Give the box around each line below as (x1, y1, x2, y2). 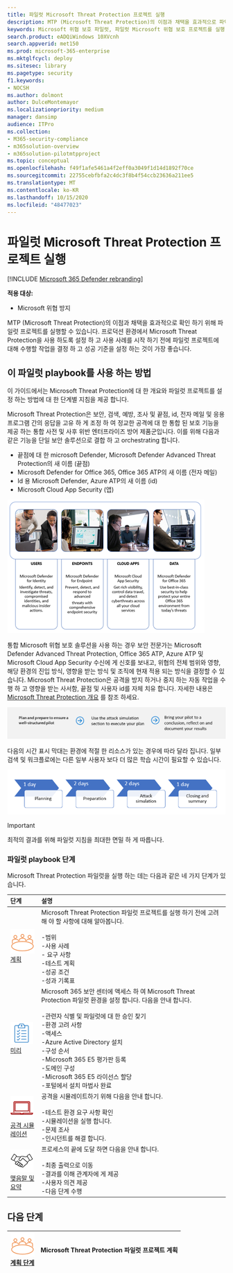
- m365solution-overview (7, 143, 79, 150)
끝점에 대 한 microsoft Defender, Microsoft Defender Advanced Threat (17, 451, 216, 459)
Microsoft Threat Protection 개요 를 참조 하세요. (7, 693, 139, 702)
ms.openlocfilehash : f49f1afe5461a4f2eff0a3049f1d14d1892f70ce (7, 165, 194, 172)
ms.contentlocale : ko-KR (7, 187, 79, 193)
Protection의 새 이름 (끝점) (17, 460, 90, 468)
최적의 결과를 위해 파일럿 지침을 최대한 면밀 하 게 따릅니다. (7, 835, 164, 844)
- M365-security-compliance (7, 135, 89, 142)
